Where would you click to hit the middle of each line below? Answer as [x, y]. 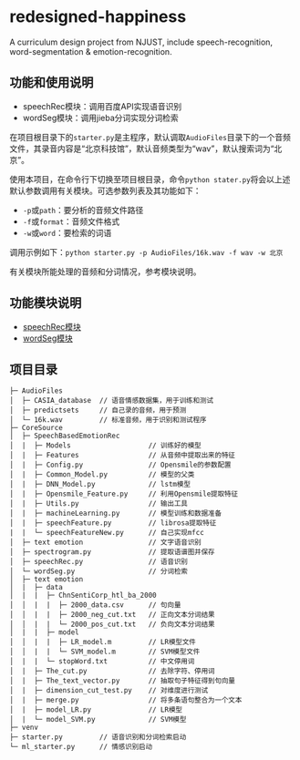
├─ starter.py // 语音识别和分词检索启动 [98, 737]
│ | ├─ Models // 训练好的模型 [106, 446]
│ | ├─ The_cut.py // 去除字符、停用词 [112, 672]
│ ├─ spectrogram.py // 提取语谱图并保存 [112, 552]
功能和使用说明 [52, 82]
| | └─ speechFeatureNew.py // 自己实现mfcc [107, 533]
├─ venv [24, 728]
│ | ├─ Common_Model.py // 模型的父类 [102, 475]
